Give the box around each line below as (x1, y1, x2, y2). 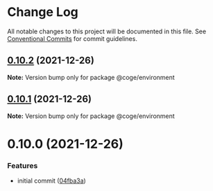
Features (7, 160, 38, 170)
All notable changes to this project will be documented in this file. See (7, 27, 207, 35)
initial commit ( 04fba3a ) (17, 176, 87, 185)
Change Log (7, 4, 78, 20)
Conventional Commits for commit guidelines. (7, 34, 137, 42)
